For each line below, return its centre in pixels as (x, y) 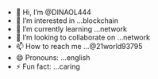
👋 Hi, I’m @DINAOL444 (53, 12)
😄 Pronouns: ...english (53, 58)
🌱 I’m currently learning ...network (71, 29)
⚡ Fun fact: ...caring (48, 66)
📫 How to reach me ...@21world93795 (79, 46)
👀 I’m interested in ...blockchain (67, 21)
